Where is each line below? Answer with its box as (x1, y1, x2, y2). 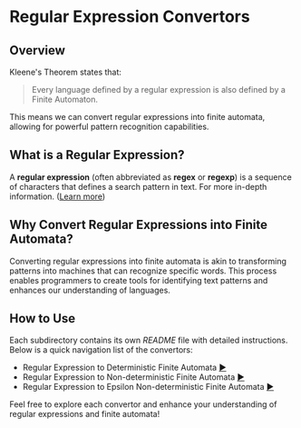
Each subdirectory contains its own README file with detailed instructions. (9, 334, 288, 346)
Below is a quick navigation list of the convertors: (9, 344, 193, 355)
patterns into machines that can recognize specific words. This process (9, 265, 277, 276)
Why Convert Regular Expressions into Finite (9, 217, 267, 233)
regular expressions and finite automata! (9, 409, 160, 420)
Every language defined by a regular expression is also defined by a (31, 85, 286, 95)
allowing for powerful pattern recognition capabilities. (9, 121, 209, 132)
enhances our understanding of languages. (9, 284, 170, 295)
